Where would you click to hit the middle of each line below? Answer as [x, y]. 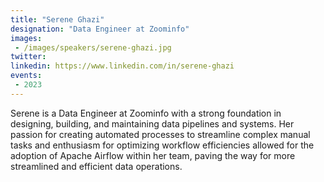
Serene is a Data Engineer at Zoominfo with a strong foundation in [146, 113]
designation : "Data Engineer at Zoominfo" [100, 29]
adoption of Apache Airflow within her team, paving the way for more [153, 155]
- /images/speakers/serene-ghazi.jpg [93, 47]
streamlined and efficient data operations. [96, 166]
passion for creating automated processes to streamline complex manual [160, 134]
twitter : [28, 57]
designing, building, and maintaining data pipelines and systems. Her [152, 123]
